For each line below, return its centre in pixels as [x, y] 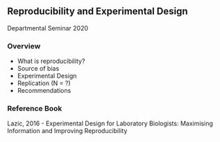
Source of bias [38, 69]
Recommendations [44, 91]
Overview [24, 46]
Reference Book [35, 109]
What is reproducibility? [51, 61]
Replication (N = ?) [44, 83]
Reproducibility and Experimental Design [98, 11]
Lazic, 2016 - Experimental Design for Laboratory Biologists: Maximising [110, 123]
